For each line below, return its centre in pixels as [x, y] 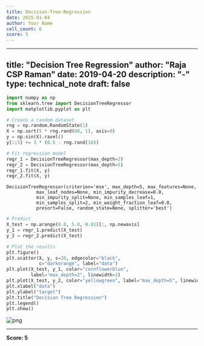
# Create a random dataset [40, 120]
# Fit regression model [36, 153]
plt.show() [20, 309]
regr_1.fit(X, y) [28, 171]
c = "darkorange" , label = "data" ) [78, 264]
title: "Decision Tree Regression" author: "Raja [96, 65]
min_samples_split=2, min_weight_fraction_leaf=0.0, [104, 203]
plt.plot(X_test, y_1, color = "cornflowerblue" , [68, 270]
